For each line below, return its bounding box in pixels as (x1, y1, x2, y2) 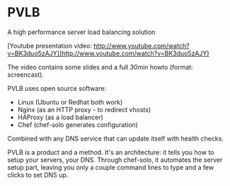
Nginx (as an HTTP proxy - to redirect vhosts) (17, 105, 151, 114)
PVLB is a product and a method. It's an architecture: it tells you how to (7, 148, 214, 156)
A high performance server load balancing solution (7, 28, 156, 36)
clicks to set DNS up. (7, 170, 69, 179)
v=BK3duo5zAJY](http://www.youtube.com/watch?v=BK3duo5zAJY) (7, 49, 210, 58)
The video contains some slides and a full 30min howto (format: (7, 62, 193, 71)
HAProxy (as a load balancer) (17, 113, 104, 121)
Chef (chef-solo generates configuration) (17, 120, 138, 128)
